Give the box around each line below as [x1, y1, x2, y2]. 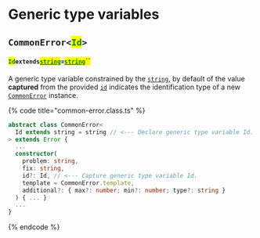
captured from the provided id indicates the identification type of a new [8, 82, 241, 92]
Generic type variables [8, 5, 160, 23]
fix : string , [22, 164, 65, 173]
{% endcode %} [8, 222, 60, 232]
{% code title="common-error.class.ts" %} [8, 106, 146, 115]
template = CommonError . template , [22, 178, 135, 187]
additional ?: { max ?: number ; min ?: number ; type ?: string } [22, 186, 226, 194]
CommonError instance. [8, 90, 78, 99]
